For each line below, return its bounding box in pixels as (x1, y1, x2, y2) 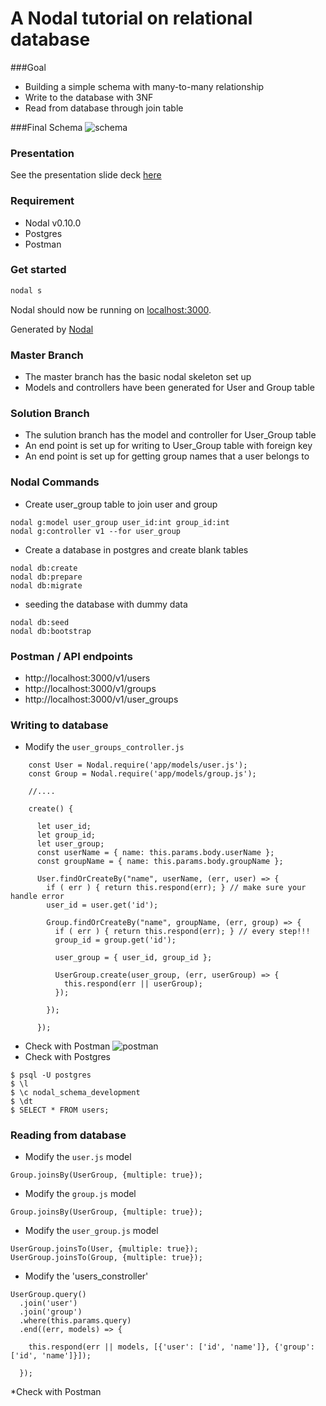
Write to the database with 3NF (24, 91, 154, 103)
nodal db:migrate (10, 580, 83, 591)
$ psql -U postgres (10, 1070, 92, 1081)
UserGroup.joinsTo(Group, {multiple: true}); (10, 1253, 203, 1263)
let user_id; (36, 822, 92, 832)
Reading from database (10, 1128, 127, 1142)
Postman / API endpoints (10, 649, 133, 663)
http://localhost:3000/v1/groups (24, 682, 157, 694)
